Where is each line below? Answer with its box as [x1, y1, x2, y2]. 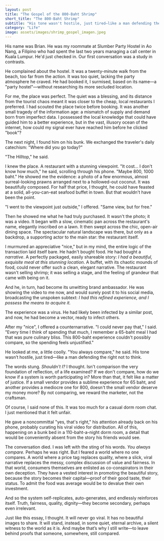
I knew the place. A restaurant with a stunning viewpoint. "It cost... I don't [5, 163, 153, 169]
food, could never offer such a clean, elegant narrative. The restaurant [5, 264, 146, 270]
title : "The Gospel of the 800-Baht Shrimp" [5, 12, 97, 17]
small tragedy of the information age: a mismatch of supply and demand [5, 109, 150, 115]
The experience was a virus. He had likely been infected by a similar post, [5, 309, 153, 315]
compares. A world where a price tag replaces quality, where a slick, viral [5, 454, 153, 460]
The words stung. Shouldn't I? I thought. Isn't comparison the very [5, 364, 138, 369]
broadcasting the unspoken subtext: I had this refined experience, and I [5, 295, 149, 301]
